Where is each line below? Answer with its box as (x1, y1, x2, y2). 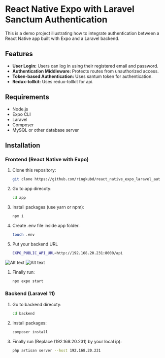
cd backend (12, 311, 35, 316)
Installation (5, 141, 40, 149)
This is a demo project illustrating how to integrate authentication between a (5, 30, 160, 36)
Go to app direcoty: (12, 186, 52, 192)
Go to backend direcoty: (12, 301, 62, 307)
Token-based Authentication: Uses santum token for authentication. (12, 73, 153, 79)
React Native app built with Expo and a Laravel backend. (5, 36, 120, 41)
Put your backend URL (12, 241, 58, 247)
